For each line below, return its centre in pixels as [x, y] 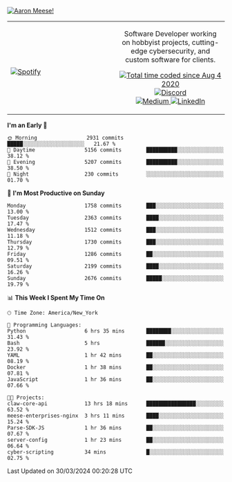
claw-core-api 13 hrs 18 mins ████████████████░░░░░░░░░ [116, 404]
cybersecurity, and [180, 51]
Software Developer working [171, 34]
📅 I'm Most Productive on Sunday [56, 193]
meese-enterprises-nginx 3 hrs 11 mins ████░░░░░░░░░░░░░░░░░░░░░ [116, 416]
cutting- [205, 43]
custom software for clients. [171, 60]
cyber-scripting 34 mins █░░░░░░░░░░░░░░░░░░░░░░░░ [116, 452]
